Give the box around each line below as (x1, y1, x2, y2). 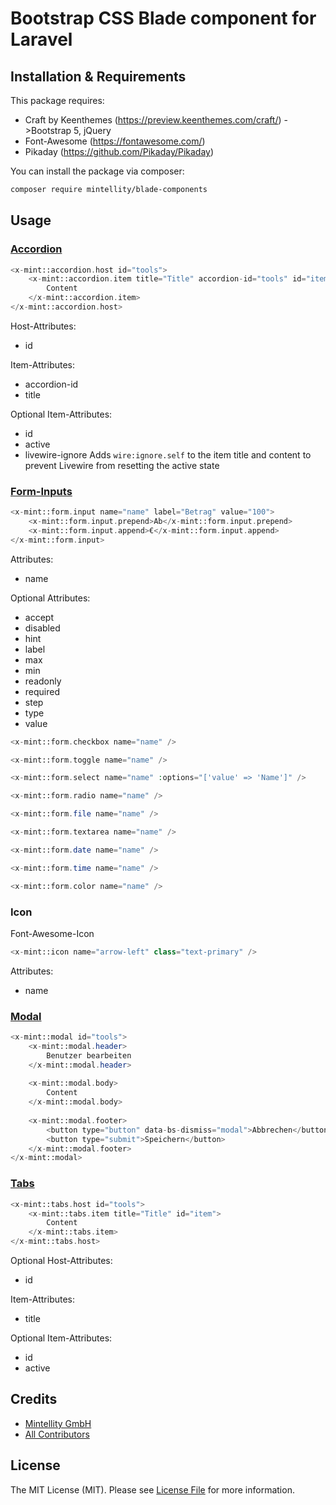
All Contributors (24, 1428, 90, 1440)
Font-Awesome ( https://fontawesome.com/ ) (24, 135, 206, 147)
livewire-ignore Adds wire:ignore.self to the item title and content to (24, 448, 312, 461)
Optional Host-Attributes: (10, 1255, 113, 1266)
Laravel (10, 28, 73, 51)
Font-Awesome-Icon (10, 927, 95, 939)
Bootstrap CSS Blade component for (10, 7, 317, 30)
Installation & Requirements (10, 68, 187, 85)
